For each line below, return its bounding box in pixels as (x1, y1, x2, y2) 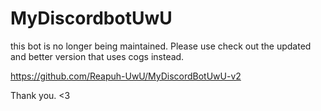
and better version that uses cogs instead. (10, 50, 185, 62)
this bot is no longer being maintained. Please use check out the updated (10, 40, 312, 52)
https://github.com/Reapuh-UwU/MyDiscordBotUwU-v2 (10, 70, 242, 82)
